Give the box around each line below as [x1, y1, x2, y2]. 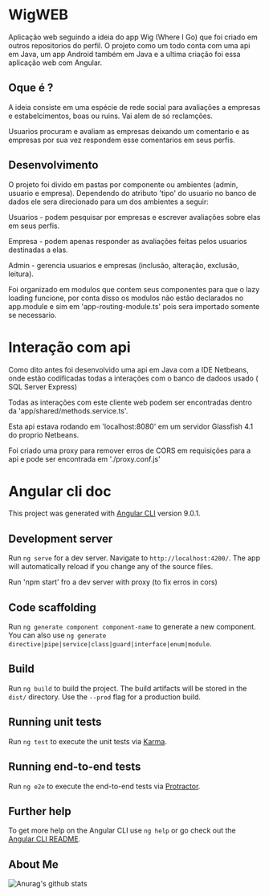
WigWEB [8, 6, 68, 24]
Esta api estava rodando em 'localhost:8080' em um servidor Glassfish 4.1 [8, 422, 254, 431]
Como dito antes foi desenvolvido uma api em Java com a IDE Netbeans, [8, 365, 249, 374]
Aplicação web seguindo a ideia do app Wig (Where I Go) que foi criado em [8, 32, 259, 42]
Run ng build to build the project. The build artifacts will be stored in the [8, 683, 247, 693]
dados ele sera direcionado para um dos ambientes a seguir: [8, 197, 209, 206]
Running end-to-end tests [8, 760, 141, 774]
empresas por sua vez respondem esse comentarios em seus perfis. [8, 135, 235, 145]
